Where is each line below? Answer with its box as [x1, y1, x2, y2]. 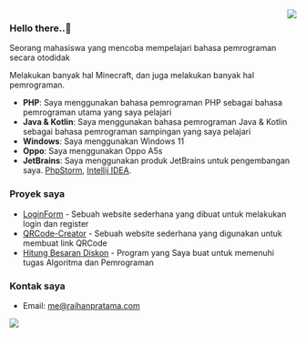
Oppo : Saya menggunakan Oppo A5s [22, 146, 163, 157]
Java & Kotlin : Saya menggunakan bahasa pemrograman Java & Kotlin [22, 117, 288, 128]
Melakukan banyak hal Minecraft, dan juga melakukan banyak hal [9, 70, 255, 81]
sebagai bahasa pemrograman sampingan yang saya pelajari [22, 127, 251, 138]
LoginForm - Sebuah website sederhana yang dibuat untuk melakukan [22, 209, 287, 220]
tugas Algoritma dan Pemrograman [22, 257, 155, 268]
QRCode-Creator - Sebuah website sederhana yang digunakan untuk [22, 228, 282, 239]
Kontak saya [9, 280, 66, 292]
